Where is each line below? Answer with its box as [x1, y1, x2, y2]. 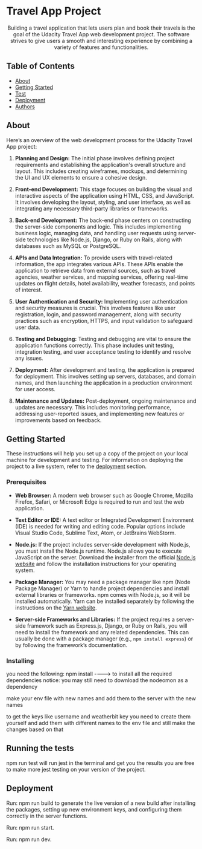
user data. [14, 324, 40, 331]
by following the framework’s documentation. [14, 641, 128, 648]
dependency [6, 683, 38, 690]
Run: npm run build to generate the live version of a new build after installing [6, 799, 196, 807]
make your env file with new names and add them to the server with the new [6, 694, 197, 702]
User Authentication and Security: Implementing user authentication [14, 298, 188, 305]
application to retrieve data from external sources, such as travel [14, 267, 176, 274]
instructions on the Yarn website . [14, 603, 97, 611]
